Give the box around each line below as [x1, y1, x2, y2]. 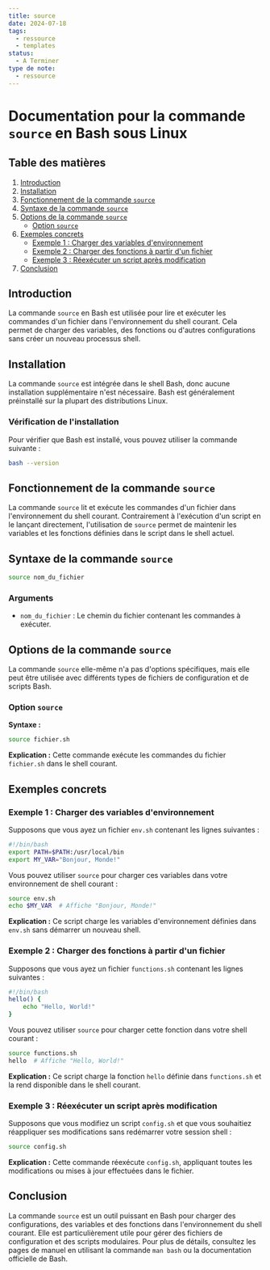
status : [8, 49, 35, 57]
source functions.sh [8, 1049, 78, 1057]
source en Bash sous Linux [8, 124, 188, 142]
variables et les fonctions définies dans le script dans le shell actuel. [8, 529, 235, 538]
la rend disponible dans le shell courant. [8, 1080, 141, 1090]
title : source [8, 11, 56, 20]
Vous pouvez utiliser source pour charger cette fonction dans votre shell [8, 1025, 247, 1035]
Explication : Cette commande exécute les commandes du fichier [8, 750, 226, 760]
